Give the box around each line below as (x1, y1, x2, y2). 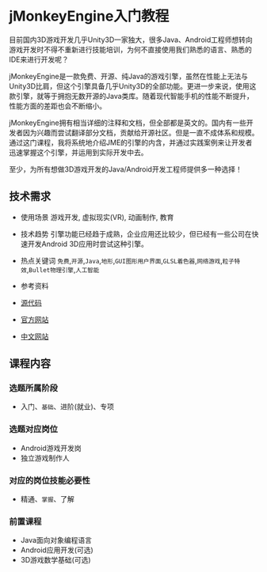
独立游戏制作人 (20, 453, 70, 463)
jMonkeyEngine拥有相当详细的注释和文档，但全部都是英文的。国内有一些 (9, 118, 246, 127)
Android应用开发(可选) (20, 545, 93, 555)
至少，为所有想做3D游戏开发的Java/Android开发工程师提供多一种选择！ (9, 164, 242, 174)
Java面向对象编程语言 (20, 536, 93, 545)
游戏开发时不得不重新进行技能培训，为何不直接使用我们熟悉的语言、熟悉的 (9, 44, 252, 54)
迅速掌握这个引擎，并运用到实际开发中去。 (9, 147, 148, 157)
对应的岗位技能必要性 (9, 475, 90, 486)
